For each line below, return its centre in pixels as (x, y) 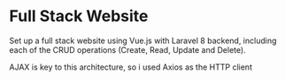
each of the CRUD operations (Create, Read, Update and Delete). (127, 49)
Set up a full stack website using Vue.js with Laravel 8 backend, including (143, 40)
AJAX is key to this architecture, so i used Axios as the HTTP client (131, 67)
